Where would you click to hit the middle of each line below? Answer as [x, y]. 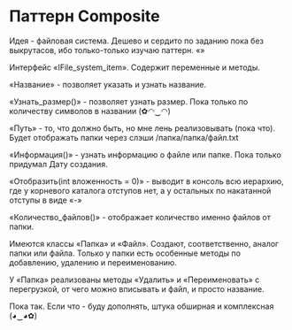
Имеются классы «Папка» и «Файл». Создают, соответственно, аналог [144, 243]
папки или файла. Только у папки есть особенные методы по [125, 253]
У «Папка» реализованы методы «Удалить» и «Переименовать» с [134, 280]
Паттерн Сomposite [85, 16]
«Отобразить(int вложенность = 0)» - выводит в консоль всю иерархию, [147, 181]
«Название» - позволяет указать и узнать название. [108, 84]
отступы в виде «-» [46, 200]
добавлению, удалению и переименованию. [93, 262]
